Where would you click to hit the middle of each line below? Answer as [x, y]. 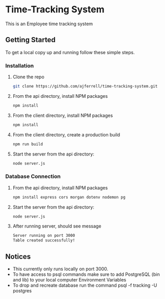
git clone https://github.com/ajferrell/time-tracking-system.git [85, 86]
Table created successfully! [44, 240]
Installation [20, 65]
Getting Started [30, 40]
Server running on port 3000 [44, 236]
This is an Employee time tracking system [49, 24]
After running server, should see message [57, 226]
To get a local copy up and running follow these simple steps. [70, 52]
